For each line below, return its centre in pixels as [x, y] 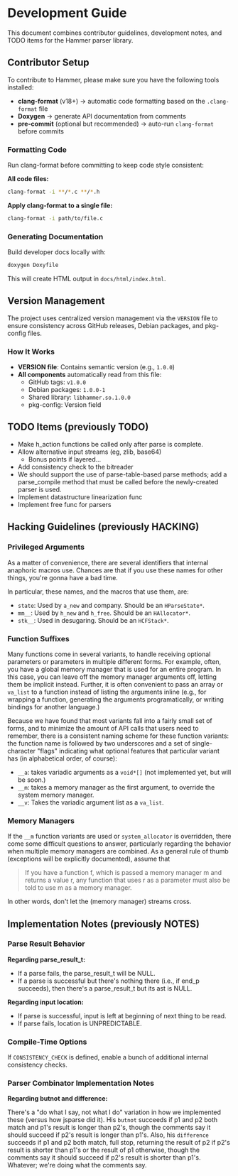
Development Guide [67, 13]
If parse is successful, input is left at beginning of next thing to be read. [122, 1016]
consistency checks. [37, 1065]
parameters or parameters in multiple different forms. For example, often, [114, 661]
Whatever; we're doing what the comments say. [77, 1165]
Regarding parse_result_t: [47, 959]
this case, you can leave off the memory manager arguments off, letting [112, 677]
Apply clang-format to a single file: [60, 205]
